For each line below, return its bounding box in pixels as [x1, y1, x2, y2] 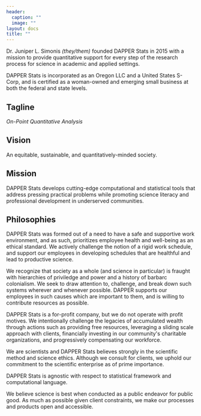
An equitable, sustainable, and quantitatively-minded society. [6, 151, 157, 158]
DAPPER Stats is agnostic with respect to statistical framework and [6, 372, 172, 379]
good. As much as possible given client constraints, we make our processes [6, 397, 194, 404]
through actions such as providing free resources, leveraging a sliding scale [6, 324, 194, 331]
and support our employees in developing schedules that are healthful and [6, 249, 191, 257]
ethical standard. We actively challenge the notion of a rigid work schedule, [6, 243, 193, 251]
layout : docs [6, 25, 39, 32]
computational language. [6, 379, 68, 386]
